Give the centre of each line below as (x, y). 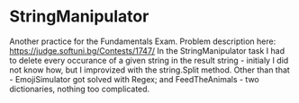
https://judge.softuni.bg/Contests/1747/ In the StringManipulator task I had (147, 50)
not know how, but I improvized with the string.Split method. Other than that (149, 70)
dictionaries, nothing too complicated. (80, 89)
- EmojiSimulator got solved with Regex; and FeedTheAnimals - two (134, 79)
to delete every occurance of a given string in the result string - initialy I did (149, 60)
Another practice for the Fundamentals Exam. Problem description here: (143, 41)
